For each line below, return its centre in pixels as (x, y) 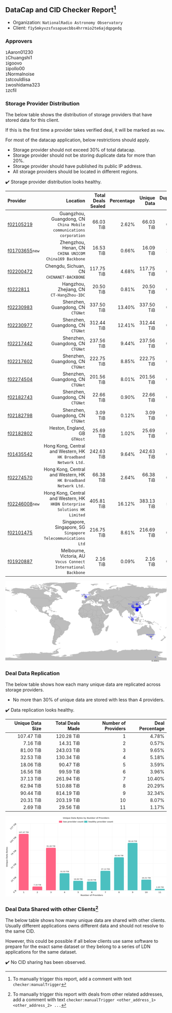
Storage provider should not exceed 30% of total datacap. (74, 150)
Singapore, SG (70, 527)
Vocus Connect (70, 562)
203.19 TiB (68, 800)
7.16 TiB (32, 743)
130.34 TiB (68, 757)
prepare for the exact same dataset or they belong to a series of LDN (78, 946)
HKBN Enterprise (68, 504)
